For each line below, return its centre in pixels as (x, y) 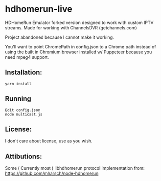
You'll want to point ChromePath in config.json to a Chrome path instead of (80, 46)
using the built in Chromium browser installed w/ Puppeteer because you (79, 52)
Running (18, 99)
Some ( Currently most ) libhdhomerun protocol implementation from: (75, 168)
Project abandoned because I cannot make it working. (59, 37)
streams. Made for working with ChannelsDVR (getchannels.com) (71, 27)
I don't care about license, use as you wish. (49, 141)
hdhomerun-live (39, 9)
